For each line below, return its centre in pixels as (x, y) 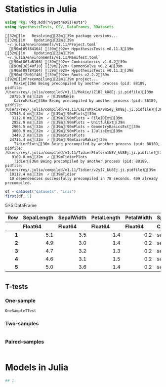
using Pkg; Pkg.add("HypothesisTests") (46, 22)
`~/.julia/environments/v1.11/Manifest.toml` (53, 57)
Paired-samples (25, 342)
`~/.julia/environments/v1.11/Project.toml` (52, 44)
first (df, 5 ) (19, 196)
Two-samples (22, 323)
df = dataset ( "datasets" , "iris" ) (41, 191)
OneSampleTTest (21, 311)
